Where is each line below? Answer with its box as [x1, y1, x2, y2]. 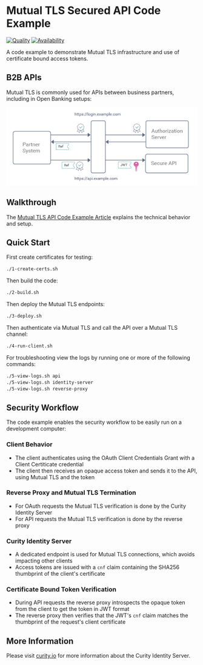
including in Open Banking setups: [6, 95, 92, 102]
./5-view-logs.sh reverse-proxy [6, 386, 88, 392]
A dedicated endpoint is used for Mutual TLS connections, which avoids [15, 551, 195, 558]
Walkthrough [6, 197, 56, 208]
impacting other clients [15, 557, 73, 565]
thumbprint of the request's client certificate [15, 618, 126, 626]
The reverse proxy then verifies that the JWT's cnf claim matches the [15, 612, 188, 619]
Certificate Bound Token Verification [6, 585, 117, 594]
